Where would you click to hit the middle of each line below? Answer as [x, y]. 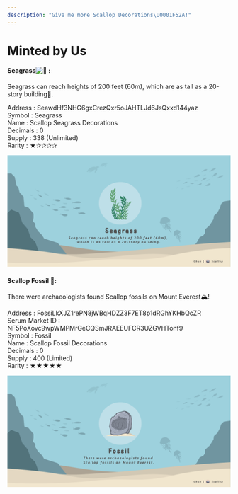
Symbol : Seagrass [35, 115]
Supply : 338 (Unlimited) [43, 138]
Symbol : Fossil [29, 335]
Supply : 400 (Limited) [40, 358]
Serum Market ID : [34, 321]
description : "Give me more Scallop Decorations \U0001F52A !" [100, 15]
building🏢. [39, 94]
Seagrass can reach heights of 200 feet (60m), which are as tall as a [107, 87]
